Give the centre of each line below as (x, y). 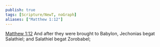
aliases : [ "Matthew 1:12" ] (34, 19)
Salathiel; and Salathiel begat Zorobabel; (48, 39)
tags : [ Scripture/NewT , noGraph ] (41, 15)
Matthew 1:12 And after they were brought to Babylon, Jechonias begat (80, 34)
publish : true (21, 10)
